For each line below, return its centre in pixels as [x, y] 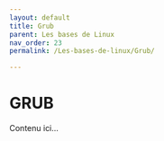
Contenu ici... [34, 128]
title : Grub [32, 26]
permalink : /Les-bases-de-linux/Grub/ [82, 51]
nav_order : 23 [36, 43]
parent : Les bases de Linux [62, 34]
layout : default [40, 18]
